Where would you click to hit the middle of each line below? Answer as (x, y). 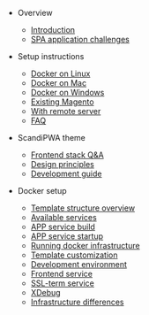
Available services (63, 217)
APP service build (63, 227)
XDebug (45, 292)
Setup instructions (51, 56)
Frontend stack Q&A (67, 155)
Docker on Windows (67, 92)
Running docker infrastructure (85, 246)
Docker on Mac (58, 83)
